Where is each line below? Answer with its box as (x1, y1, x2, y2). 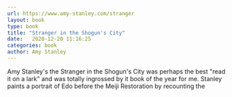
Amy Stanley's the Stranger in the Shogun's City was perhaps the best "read (7, 67, 226, 76)
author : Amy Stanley (7, 49, 67, 56)
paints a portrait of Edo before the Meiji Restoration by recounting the (7, 82, 206, 90)
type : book (7, 23, 39, 30)
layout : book (7, 17, 45, 23)
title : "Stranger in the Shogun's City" (7, 29, 126, 36)
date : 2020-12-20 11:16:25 (7, 36, 91, 43)
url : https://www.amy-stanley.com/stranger (7, 10, 135, 17)
